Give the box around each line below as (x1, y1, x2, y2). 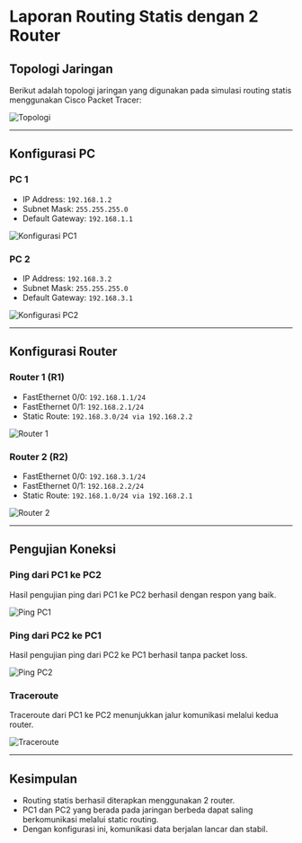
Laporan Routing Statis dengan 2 (9, 6, 259, 27)
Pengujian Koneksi (9, 542, 117, 557)
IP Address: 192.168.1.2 (22, 193, 112, 204)
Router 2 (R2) (9, 450, 69, 463)
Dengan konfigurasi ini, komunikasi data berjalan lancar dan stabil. (22, 824, 269, 835)
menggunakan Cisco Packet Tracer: (9, 94, 142, 105)
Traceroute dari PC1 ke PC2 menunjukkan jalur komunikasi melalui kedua (9, 710, 279, 721)
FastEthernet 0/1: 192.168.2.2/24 (22, 480, 145, 491)
